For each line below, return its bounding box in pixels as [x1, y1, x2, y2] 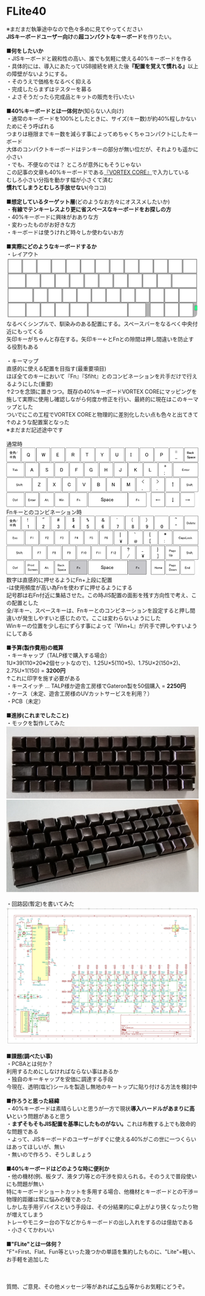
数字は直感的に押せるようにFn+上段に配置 [6, 576, 113, 583]
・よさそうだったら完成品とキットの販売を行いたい [6, 93, 135, 100]
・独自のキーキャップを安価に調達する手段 [6, 1076, 113, 1083]
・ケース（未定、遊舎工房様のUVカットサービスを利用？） [6, 690, 153, 697]
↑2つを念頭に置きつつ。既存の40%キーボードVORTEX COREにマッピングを [6, 388, 197, 396]
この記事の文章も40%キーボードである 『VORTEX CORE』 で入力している [6, 168, 190, 176]
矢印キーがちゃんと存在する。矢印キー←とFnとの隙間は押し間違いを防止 [6, 336, 189, 343]
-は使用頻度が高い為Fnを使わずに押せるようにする [6, 584, 133, 591]
